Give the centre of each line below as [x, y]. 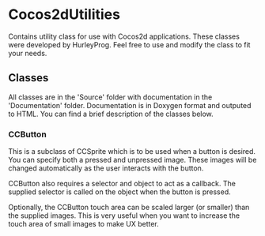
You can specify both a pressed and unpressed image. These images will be [132, 160]
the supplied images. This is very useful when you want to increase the [124, 215]
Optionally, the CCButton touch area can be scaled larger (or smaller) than [129, 208]
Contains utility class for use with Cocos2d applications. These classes [124, 36]
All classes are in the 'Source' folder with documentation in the [110, 97]
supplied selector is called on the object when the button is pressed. [119, 192]
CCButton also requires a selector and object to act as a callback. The [122, 184]
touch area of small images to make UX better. [84, 224]
